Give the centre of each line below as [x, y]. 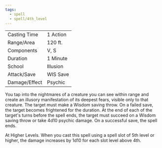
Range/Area [21, 43]
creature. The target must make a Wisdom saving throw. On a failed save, [79, 105]
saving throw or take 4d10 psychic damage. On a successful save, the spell [81, 121]
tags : [11, 10]
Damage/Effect [25, 82]
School [15, 67]
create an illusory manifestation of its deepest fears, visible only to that [77, 100]
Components [23, 50]
